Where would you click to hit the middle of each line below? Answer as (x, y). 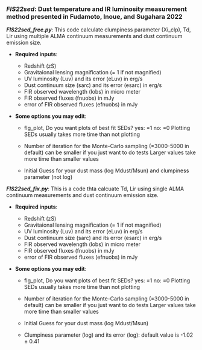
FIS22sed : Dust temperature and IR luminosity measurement (97, 9)
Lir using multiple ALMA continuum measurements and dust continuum (94, 36)
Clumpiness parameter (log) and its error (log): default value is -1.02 (109, 335)
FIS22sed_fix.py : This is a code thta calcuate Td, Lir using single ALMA (95, 189)
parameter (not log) (48, 177)
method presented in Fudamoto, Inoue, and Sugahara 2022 (94, 16)
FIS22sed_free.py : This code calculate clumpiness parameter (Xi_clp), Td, (99, 30)
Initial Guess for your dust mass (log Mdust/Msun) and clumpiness (106, 170)
